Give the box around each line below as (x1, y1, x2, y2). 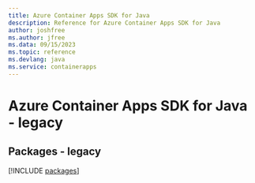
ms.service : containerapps (8, 63, 97, 71)
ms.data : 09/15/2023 (8, 41, 77, 49)
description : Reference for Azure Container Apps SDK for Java (8, 19, 221, 27)
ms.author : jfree (8, 33, 66, 42)
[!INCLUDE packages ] (8, 166, 80, 175)
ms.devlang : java (8, 56, 66, 64)
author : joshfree (8, 26, 66, 34)
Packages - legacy (8, 145, 101, 159)
